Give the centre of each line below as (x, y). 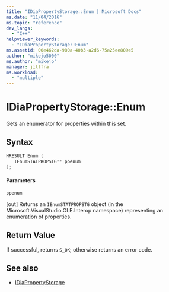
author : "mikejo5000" (33, 56)
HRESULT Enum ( (25, 156)
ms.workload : (22, 72)
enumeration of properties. (39, 217)
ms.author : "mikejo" (32, 61)
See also (22, 268)
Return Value (31, 235)
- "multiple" (28, 78)
